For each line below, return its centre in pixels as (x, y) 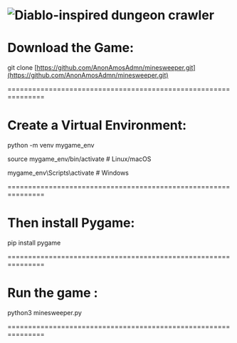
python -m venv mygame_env (51, 145)
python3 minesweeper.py (44, 312)
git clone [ (22, 68)
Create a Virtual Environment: (97, 126)
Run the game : (53, 293)
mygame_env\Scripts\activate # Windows (68, 173)
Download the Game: (70, 48)
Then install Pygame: (71, 223)
